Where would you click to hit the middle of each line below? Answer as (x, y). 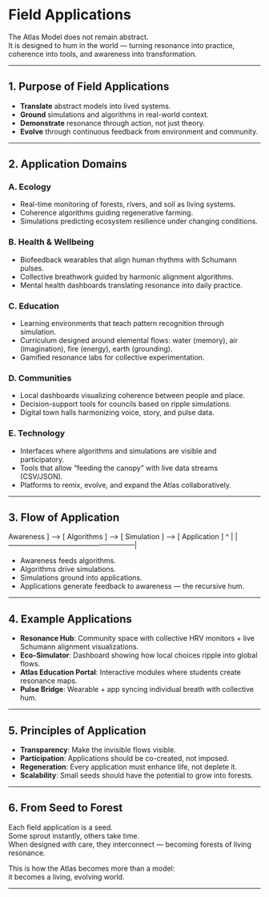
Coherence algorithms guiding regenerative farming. (106, 213)
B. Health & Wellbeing (51, 242)
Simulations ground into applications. (81, 577)
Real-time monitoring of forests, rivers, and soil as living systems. (128, 204)
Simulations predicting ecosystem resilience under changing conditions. (139, 221)
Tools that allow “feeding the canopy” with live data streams (119, 468)
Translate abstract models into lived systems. (95, 106)
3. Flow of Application (64, 518)
